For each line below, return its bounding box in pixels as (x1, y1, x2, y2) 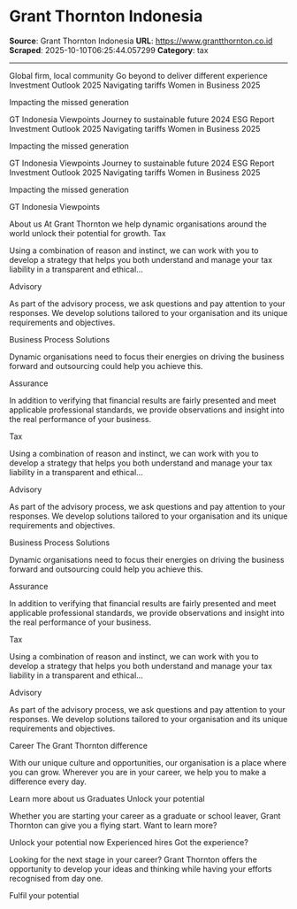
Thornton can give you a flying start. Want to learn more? (9, 820, 217, 830)
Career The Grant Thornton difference (9, 740, 148, 751)
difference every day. (9, 776, 87, 787)
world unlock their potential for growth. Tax (9, 227, 166, 238)
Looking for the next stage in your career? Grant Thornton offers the (9, 854, 258, 865)
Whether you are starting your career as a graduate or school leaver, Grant (9, 810, 281, 820)
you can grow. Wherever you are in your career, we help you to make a (9, 766, 267, 777)
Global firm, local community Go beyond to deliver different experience (9, 70, 268, 81)
